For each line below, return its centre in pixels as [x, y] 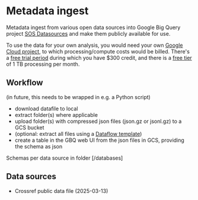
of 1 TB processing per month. [43, 64]
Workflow [25, 83]
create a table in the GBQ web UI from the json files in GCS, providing [100, 140]
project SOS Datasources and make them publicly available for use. [88, 33]
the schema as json [39, 146]
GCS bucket [29, 127]
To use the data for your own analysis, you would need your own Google [95, 45]
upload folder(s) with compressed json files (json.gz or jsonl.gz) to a [98, 121]
